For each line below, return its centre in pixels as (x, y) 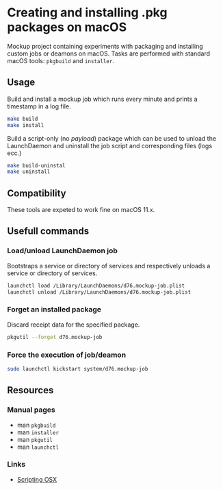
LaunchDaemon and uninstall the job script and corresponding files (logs (110, 145)
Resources (30, 390)
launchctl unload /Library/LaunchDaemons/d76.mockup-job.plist (99, 292)
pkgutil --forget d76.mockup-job (55, 337)
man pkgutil (35, 439)
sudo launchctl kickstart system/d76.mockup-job (78, 369)
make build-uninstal (37, 165)
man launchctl (38, 447)
